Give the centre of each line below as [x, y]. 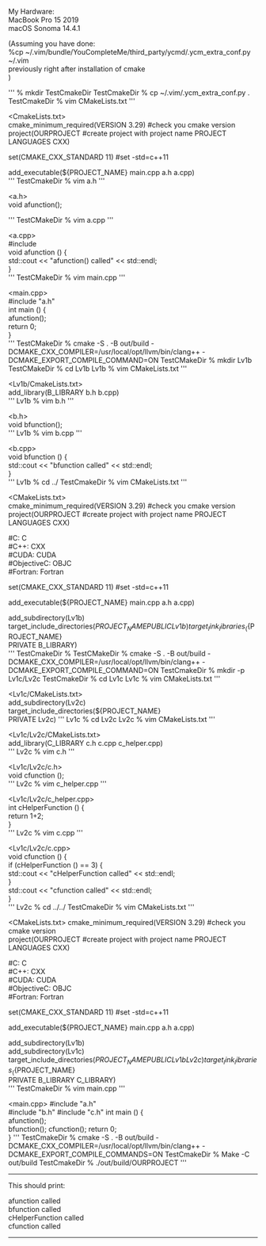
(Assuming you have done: [52, 44]
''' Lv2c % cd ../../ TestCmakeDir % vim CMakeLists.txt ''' [101, 907]
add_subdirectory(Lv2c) [47, 702]
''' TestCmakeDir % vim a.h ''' [57, 181]
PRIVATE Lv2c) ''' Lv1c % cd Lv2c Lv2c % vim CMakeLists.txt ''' [112, 719]
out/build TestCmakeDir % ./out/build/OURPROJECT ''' [98, 1163]
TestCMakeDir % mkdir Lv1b [206, 360]
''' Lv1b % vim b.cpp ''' [45, 433]
